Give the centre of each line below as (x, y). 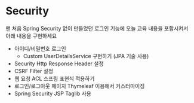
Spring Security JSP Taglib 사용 (53, 93)
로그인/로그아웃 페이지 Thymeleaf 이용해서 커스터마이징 (79, 86)
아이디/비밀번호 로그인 (40, 49)
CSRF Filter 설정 (34, 71)
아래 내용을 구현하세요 (31, 36)
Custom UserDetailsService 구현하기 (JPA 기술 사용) (86, 56)
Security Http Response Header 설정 (59, 63)
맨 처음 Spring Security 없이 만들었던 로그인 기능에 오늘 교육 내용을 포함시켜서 (97, 28)
